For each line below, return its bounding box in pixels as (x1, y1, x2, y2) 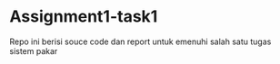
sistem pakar (9, 45, 58, 56)
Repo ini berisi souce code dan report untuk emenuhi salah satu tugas (9, 36, 272, 47)
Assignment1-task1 (9, 6, 158, 27)
